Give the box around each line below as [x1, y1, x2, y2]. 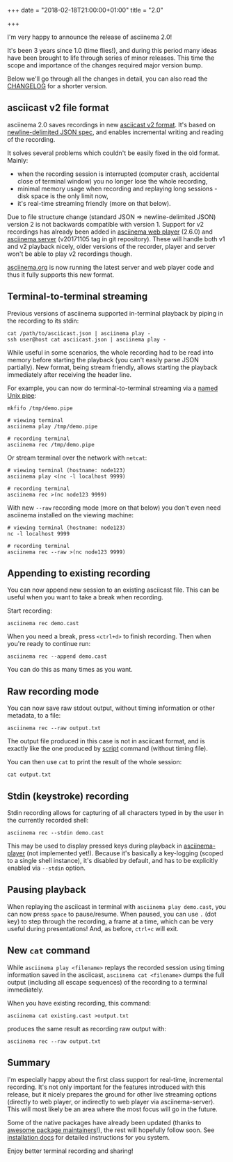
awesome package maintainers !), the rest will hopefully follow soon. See [7, 1126, 215, 1134]
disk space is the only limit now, [17, 191, 109, 200]
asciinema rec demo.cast [7, 620, 79, 627]
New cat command [7, 945, 90, 957]
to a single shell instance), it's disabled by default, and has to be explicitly [7, 857, 218, 865]
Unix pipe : [7, 391, 37, 399]
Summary [7, 1057, 51, 1069]
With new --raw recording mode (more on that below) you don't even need [7, 503, 221, 512]
